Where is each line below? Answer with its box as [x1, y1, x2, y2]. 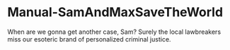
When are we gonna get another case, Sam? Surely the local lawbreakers [7, 27, 222, 36]
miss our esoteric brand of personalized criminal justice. [7, 35, 171, 43]
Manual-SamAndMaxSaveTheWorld [7, 4, 224, 20]
